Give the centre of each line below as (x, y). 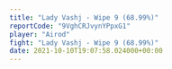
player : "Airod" (40, 34)
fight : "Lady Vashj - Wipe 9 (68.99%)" (84, 43)
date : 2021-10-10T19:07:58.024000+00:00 (86, 51)
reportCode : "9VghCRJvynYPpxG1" (70, 26)
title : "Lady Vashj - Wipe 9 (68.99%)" (84, 17)
